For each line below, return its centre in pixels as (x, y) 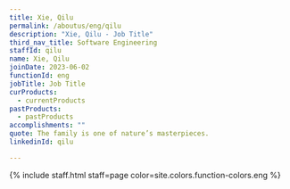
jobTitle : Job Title (48, 84)
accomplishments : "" (48, 126)
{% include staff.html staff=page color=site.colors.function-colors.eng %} (145, 175)
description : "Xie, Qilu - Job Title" (81, 34)
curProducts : (33, 92)
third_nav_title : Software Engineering (83, 42)
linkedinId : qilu (41, 142)
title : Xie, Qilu (41, 17)
